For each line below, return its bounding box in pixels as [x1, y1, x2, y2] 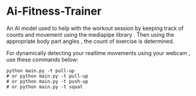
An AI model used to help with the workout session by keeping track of [6, 24, 184, 32]
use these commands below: [6, 56, 79, 63]
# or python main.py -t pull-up [6, 73, 88, 79]
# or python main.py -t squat [6, 84, 83, 90]
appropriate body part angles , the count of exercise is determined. [6, 37, 175, 45]
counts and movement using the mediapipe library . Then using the [6, 31, 175, 38]
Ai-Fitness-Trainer [6, 4, 102, 18]
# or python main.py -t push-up [6, 78, 88, 84]
